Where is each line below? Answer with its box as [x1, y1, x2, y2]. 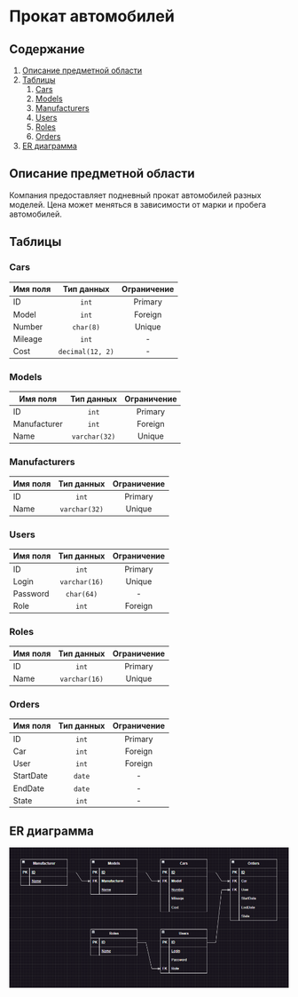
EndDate [12, 783, 44, 794]
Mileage [12, 334, 43, 344]
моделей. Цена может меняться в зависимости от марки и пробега [9, 199, 267, 210]
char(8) [72, 322, 100, 332]
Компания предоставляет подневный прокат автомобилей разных [9, 189, 262, 201]
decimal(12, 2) [58, 348, 114, 357]
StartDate [12, 771, 49, 781]
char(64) [65, 590, 98, 599]
